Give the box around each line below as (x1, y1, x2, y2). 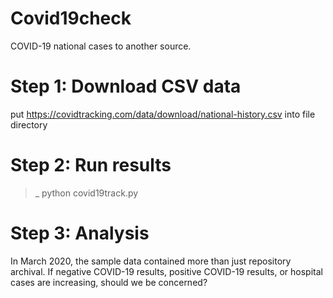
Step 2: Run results (10, 154, 172, 177)
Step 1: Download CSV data (10, 75, 242, 98)
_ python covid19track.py (34, 187, 139, 199)
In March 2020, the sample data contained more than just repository (10, 255, 292, 267)
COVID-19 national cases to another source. (10, 40, 192, 52)
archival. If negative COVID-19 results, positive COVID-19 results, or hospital (10, 265, 323, 277)
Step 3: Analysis (10, 222, 150, 244)
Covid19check (10, 7, 132, 30)
